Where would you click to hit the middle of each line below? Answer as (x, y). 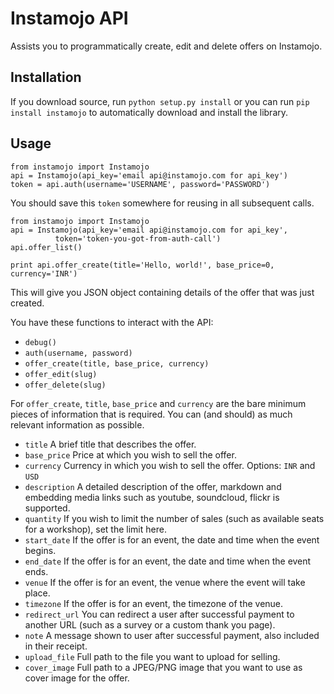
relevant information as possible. (77, 424)
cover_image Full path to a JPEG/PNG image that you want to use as (163, 667)
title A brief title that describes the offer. (110, 444)
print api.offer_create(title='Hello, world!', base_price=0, (142, 265)
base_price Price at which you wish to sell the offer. (130, 454)
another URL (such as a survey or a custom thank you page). (150, 624)
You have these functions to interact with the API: (112, 322)
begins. (40, 550)
